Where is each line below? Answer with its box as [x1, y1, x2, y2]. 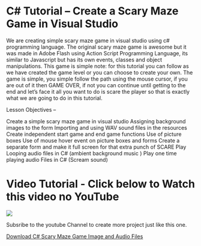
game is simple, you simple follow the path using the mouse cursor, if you [6, 75, 188, 82]
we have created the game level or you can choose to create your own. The [6, 69, 193, 76]
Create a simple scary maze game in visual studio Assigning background [6, 117, 186, 125]
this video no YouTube [6, 190, 119, 204]
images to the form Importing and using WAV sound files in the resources [6, 124, 187, 131]
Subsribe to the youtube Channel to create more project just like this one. [6, 221, 187, 228]
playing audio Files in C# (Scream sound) [6, 156, 108, 163]
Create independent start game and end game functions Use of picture [6, 131, 182, 138]
